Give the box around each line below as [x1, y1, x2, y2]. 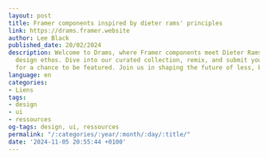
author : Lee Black [8, 34, 69, 42]
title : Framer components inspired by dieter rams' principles [8, 19, 223, 27]
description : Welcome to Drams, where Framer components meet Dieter [8, 49, 245, 57]
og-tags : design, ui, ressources [8, 123, 120, 131]
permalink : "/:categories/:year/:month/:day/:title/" [8, 130, 191, 138]
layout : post [8, 11, 52, 20]
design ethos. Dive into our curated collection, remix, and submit [15, 57, 248, 65]
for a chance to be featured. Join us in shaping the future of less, [15, 64, 255, 72]
